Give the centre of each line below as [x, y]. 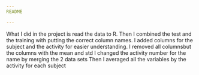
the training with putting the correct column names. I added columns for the [100, 40]
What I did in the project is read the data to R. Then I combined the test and [99, 34]
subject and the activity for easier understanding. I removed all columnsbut [99, 46]
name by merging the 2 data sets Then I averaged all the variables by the [97, 59]
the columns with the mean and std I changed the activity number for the [96, 53]
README [14, 12]
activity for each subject [36, 65]
